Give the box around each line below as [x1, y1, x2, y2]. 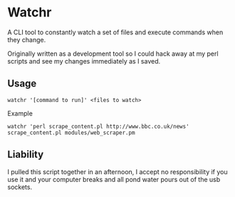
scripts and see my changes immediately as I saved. [7, 56, 161, 65]
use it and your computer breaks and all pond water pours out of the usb [7, 175, 221, 183]
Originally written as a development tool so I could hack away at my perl [7, 49, 219, 58]
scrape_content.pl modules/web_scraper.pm [7, 129, 135, 136]
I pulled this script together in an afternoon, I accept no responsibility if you [7, 167, 228, 176]
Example [7, 108, 33, 118]
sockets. [7, 183, 33, 191]
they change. [7, 35, 46, 44]
